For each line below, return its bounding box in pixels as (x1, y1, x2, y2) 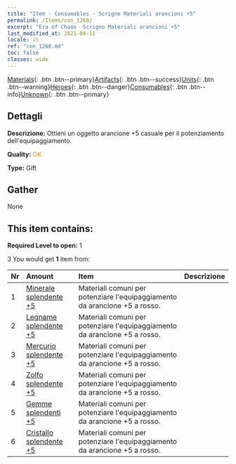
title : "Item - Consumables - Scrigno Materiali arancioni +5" (7, 10, 197, 18)
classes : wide (7, 56, 49, 63)
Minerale (25, 283, 55, 293)
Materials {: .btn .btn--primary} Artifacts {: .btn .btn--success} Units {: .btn (7, 75, 214, 83)
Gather (7, 184, 39, 196)
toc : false (7, 50, 39, 57)
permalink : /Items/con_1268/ (7, 17, 93, 24)
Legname (25, 313, 58, 322)
